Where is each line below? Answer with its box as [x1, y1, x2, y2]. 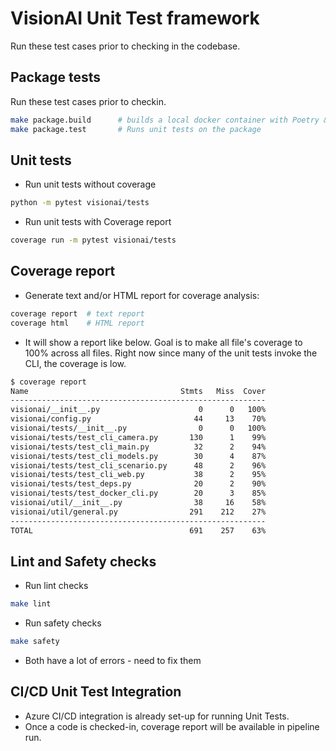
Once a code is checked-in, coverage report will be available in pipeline [24, 720, 320, 732]
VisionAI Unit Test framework [10, 7, 260, 30]
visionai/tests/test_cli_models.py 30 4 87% [10, 451, 267, 461]
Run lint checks [24, 580, 89, 592]
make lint [10, 599, 52, 609]
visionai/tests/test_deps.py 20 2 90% [10, 479, 267, 489]
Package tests [10, 69, 102, 86]
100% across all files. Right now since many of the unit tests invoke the [24, 347, 318, 359]
